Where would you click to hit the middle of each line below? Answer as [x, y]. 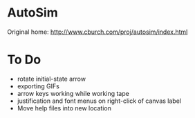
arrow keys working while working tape [73, 93]
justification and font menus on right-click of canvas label [99, 101]
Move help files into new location [64, 108]
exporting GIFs [38, 86]
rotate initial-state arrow [52, 79]
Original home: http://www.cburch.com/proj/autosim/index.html [98, 32]
